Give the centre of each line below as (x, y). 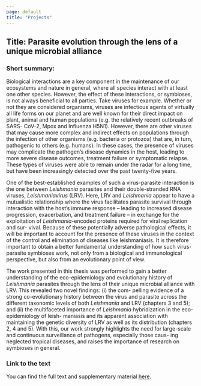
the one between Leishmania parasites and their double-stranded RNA (94, 189)
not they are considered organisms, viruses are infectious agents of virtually (100, 107)
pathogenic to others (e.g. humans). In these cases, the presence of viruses (100, 146)
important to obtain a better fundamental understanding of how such (91, 247)
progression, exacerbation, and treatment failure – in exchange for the (93, 215)
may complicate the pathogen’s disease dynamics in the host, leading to (95, 152)
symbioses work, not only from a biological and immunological (105, 253)
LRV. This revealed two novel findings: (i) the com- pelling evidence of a (95, 290)
